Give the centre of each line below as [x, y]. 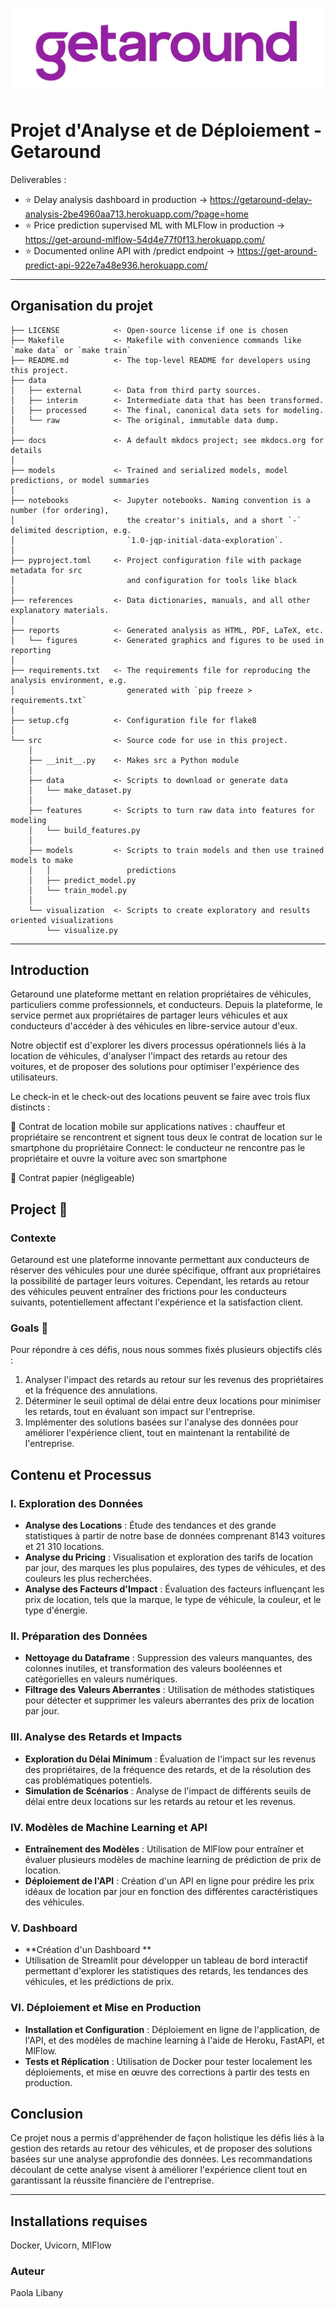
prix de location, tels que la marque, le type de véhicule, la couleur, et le [173, 1600]
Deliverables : [38, 179]
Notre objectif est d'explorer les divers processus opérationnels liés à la [158, 1045]
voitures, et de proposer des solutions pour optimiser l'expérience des [155, 1067]
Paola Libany [37, 2293]
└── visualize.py [82, 930]
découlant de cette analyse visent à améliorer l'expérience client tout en [159, 2170]
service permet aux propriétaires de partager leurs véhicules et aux [149, 1015]
